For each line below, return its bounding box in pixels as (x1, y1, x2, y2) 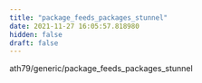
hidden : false (9, 30, 63, 39)
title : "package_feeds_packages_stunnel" (9, 13, 168, 23)
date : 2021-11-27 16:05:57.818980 (9, 22, 140, 31)
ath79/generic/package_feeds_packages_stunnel (9, 63, 193, 74)
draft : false (9, 38, 59, 48)
